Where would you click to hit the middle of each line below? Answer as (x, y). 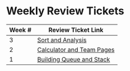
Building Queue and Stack (73, 59)
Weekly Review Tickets (65, 11)
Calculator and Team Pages (76, 50)
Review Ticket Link (76, 30)
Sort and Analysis (62, 40)
